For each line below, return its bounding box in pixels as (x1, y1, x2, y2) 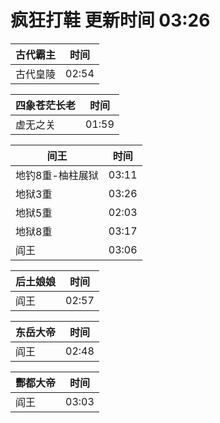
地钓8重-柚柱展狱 (15, 168, 99, 182)
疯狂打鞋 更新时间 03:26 (10, 9, 211, 32)
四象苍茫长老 (15, 98, 77, 112)
